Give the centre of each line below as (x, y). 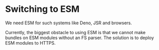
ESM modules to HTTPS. (30, 43)
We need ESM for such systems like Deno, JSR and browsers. (69, 23)
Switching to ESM (42, 9)
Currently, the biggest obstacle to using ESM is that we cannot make (76, 32)
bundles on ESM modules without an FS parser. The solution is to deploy (80, 38)
